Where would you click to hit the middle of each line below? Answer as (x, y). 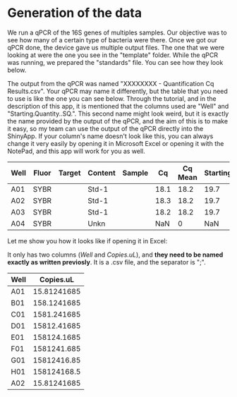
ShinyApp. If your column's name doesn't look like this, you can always (110, 136)
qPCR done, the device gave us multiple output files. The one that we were (116, 47)
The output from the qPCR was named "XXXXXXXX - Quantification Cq (111, 83)
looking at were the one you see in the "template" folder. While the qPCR (113, 55)
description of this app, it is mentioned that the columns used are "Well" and (118, 106)
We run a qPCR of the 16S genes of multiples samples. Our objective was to (117, 32)
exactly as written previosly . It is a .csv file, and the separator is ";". (107, 262)
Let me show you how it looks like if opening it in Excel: (87, 240)
